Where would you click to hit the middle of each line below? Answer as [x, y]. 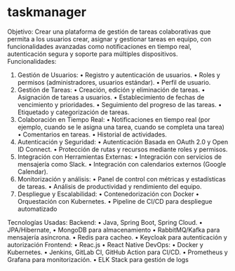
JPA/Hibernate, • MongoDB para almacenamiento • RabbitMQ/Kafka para [114, 230]
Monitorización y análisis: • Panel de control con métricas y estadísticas [121, 179]
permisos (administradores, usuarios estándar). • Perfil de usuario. [114, 82]
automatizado [37, 209]
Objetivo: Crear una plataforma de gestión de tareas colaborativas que [109, 32]
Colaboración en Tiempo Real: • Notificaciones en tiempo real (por [114, 119]
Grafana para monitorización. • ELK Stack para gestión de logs [98, 259]
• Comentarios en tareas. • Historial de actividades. [92, 134]
